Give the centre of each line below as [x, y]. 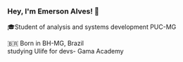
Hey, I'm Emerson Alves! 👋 [53, 11]
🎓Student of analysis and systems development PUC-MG [92, 27]
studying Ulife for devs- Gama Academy [66, 51]
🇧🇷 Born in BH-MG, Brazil [46, 43]
